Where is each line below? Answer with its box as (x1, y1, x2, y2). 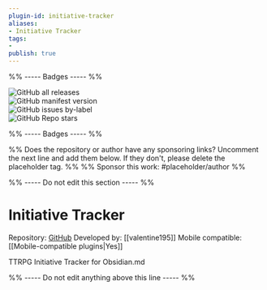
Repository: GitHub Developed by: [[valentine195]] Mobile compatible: (8, 232, 242, 242)
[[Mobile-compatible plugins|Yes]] (8, 241, 123, 251)
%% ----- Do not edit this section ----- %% (8, 177, 155, 187)
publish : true (8, 49, 57, 58)
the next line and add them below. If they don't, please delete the (8, 153, 226, 163)
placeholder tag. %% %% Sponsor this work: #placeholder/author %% (8, 162, 246, 171)
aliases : (8, 19, 38, 28)
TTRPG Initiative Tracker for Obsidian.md (8, 257, 145, 267)
